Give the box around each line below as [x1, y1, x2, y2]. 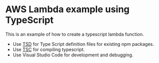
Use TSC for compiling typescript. [12, 46, 85, 52]
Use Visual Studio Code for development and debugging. [12, 52, 133, 58]
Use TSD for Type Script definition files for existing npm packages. [12, 41, 154, 47]
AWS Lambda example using [5, 4, 130, 15]
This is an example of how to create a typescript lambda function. [5, 31, 144, 37]
